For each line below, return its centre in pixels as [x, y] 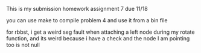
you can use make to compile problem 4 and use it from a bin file [87, 20]
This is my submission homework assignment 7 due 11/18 [77, 9]
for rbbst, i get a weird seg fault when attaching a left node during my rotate [101, 32]
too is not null [23, 45]
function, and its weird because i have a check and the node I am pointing [98, 38]
